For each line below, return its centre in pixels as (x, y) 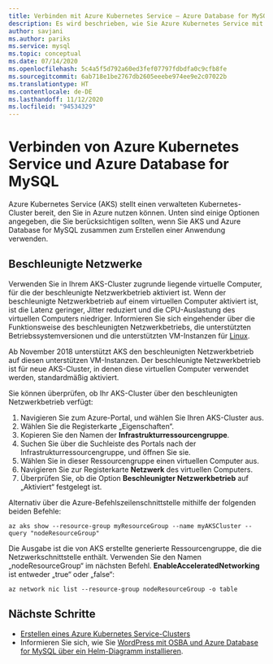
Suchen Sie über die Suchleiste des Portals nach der (108, 443)
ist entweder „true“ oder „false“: (62, 574)
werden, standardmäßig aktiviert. (64, 377)
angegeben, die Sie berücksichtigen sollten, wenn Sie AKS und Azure (125, 221)
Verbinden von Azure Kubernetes (124, 147)
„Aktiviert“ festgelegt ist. (61, 487)
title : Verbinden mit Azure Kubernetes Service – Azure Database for (129, 16)
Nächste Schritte (52, 614)
